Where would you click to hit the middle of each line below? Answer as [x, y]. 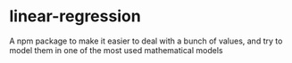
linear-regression [75, 16]
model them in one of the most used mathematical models [116, 50]
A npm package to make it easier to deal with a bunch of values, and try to [146, 41]
